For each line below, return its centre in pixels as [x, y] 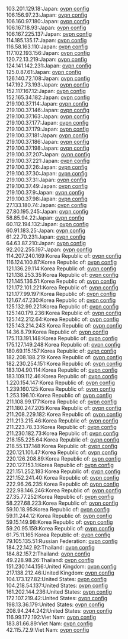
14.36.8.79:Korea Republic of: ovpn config [57, 332]
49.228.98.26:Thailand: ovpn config [50, 560]
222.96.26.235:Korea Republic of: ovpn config [63, 484]
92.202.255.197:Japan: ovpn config [49, 249]
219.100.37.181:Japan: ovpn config [47, 135]
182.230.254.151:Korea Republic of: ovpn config [64, 364]
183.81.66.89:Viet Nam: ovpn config [49, 623]
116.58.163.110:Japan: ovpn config [47, 47]
